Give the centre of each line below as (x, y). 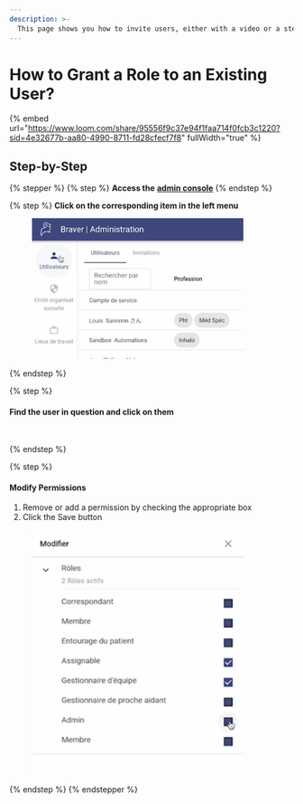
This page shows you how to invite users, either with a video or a (149, 28)
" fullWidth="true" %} (221, 138)
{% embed (29, 118)
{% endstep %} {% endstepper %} (73, 790)
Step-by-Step (49, 166)
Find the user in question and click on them (92, 411)
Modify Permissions (48, 487)
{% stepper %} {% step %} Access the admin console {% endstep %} (141, 188)
